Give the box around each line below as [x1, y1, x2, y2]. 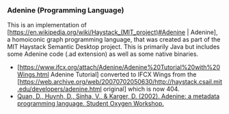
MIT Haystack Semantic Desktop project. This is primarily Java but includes [7, 43, 220, 51]
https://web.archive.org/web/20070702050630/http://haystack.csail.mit [19, 78, 223, 86]
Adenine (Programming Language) [7, 5, 124, 15]
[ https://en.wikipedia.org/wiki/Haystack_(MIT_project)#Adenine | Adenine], [7, 28, 218, 36]
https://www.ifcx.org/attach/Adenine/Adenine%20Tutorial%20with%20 [19, 63, 221, 72]
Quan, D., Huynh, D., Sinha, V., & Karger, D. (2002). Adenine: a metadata [16, 92, 220, 100]
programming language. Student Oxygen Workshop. [16, 100, 164, 108]
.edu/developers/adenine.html [16, 85, 103, 94]
